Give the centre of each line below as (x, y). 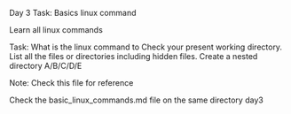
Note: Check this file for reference (71, 83)
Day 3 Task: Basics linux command (73, 13)
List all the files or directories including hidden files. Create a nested (134, 56)
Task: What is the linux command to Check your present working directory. (145, 47)
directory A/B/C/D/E (46, 66)
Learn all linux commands (56, 30)
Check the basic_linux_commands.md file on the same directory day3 (136, 100)
